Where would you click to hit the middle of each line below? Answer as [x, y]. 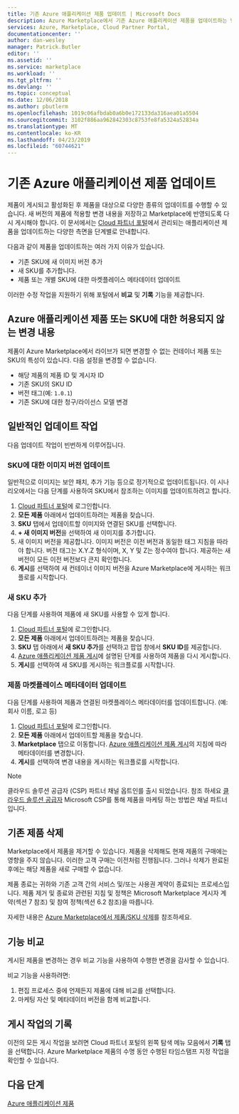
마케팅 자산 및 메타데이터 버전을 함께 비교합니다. [84, 999]
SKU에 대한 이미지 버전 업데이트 [59, 465]
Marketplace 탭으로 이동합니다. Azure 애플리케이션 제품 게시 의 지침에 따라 [122, 744]
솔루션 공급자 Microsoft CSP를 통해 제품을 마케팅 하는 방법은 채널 [117, 799]
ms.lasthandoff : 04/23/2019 [49, 140]
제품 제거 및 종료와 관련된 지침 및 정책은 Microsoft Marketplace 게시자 [121, 893]
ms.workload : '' [31, 73]
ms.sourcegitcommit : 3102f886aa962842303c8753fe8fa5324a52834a [103, 120]
